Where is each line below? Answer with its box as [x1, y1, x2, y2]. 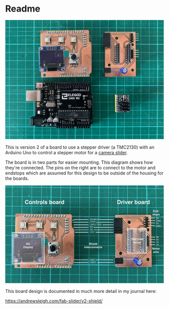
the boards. [5, 175, 29, 181]
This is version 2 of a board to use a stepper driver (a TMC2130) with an [5, 144, 154, 150]
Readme [5, 3, 41, 15]
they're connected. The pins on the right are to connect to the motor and [5, 164, 156, 170]
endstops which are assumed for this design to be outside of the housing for [5, 170, 164, 176]
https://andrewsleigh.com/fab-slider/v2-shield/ [5, 298, 103, 304]
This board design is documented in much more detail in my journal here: [5, 288, 157, 294]
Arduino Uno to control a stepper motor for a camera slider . [5, 149, 128, 155]
